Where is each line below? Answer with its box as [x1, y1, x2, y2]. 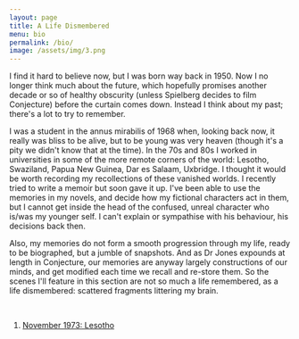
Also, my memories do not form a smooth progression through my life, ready [9, 238, 291, 249]
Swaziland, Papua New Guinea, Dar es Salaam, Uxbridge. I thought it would [9, 164, 287, 175]
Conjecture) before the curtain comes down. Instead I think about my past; [9, 99, 284, 110]
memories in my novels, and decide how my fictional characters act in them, [9, 193, 290, 203]
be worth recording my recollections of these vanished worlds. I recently [9, 173, 277, 184]
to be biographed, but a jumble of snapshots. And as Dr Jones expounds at [9, 247, 286, 259]
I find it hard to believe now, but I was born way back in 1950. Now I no [9, 70, 269, 81]
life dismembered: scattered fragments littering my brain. [9, 285, 219, 296]
